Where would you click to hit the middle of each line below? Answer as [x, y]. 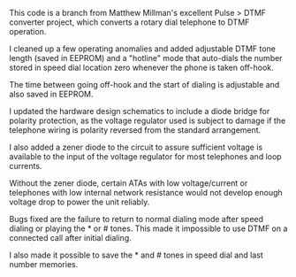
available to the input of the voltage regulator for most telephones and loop [145, 157]
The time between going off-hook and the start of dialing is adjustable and [144, 85]
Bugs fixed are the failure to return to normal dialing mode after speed [136, 219]
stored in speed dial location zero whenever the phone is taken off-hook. [141, 67]
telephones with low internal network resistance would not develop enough [146, 192]
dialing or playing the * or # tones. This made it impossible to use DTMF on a [148, 228]
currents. [26, 166]
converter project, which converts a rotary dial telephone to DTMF [129, 22]
